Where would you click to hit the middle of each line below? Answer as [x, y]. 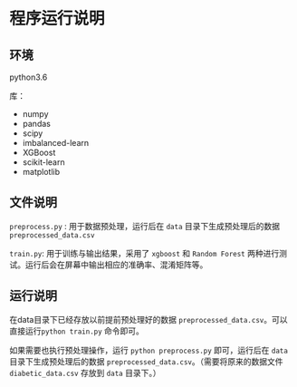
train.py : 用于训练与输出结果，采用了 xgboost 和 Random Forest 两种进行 [144, 253]
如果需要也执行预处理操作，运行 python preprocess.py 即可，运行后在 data [148, 350]
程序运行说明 [57, 19]
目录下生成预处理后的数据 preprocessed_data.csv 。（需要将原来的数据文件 [146, 361]
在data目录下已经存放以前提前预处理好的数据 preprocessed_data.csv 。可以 [148, 319]
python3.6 [29, 77]
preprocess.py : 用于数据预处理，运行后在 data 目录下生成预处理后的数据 [145, 226]
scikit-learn [43, 162]
